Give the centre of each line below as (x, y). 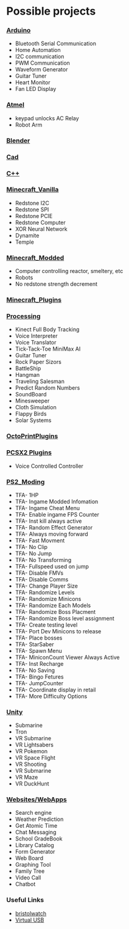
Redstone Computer (40, 222)
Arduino (19, 31)
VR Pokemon (31, 751)
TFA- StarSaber (35, 644)
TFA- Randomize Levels (45, 592)
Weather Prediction (39, 819)
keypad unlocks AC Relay (47, 118)
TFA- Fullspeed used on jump (52, 566)
